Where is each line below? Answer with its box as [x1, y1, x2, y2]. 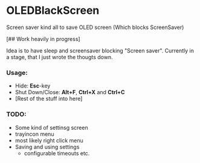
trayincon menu [15, 130, 54, 138]
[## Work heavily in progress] [6, 35, 80, 42]
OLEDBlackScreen [6, 4, 100, 18]
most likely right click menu [15, 136, 83, 144]
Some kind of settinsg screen [15, 124, 89, 131]
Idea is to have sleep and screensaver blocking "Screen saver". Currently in [6, 46, 195, 54]
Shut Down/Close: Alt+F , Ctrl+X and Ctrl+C [15, 89, 125, 96]
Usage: [6, 68, 28, 77]
